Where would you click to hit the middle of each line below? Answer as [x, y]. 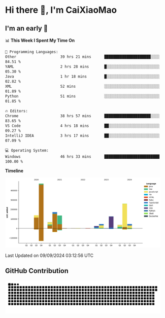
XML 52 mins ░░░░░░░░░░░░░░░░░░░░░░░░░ [82, 86]
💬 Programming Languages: [32, 52]
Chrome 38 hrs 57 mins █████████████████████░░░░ [82, 116]
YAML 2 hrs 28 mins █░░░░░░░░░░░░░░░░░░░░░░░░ [82, 67]
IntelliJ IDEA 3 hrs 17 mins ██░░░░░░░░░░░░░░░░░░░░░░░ [82, 136]
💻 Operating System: [27, 150]
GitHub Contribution [37, 271]
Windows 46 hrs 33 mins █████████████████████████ [82, 157]
